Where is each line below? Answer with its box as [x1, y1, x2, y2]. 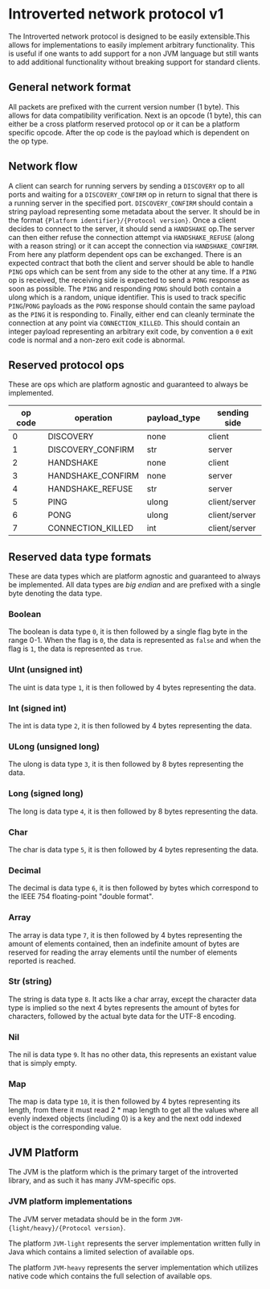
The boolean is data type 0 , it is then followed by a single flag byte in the [8, 627, 248, 636]
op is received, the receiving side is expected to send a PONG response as [8, 275, 251, 284]
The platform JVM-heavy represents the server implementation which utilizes [8, 1262, 259, 1272]
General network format [8, 81, 131, 94]
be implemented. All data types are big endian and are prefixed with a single [8, 580, 261, 590]
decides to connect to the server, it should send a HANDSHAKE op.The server [8, 223, 256, 234]
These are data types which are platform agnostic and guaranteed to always [8, 571, 261, 581]
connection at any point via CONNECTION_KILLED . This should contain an [8, 317, 240, 327]
